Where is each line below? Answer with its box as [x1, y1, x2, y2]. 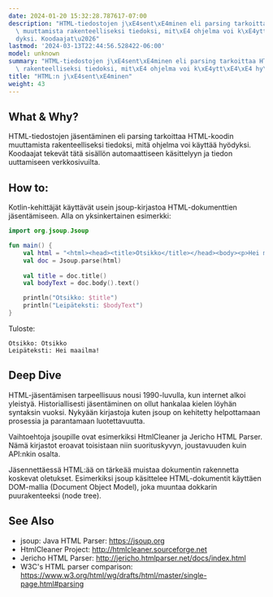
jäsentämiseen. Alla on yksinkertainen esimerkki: [8, 211, 171, 221]
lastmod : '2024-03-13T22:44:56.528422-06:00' [8, 42, 165, 50]
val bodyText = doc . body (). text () [23, 279, 140, 288]
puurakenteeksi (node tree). [8, 491, 102, 500]
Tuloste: [8, 323, 36, 333]
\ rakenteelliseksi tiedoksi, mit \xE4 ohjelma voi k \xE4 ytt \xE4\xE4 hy [15, 65, 264, 73]
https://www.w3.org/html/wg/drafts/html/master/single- [19, 570, 207, 580]
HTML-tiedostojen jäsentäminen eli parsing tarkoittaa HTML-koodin [8, 132, 234, 141]
